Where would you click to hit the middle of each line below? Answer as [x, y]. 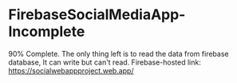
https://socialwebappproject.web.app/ [71, 70]
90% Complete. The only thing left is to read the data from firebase [118, 53]
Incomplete [47, 32]
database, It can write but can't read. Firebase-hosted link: [105, 62]
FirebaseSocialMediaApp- [97, 15]
